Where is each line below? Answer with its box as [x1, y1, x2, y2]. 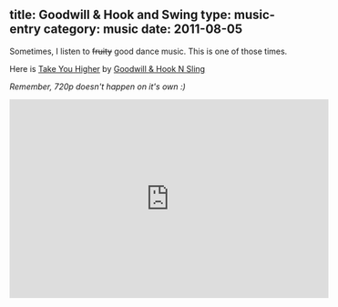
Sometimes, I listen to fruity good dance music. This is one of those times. [9, 46, 288, 56]
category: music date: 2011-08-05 [43, 22, 243, 37]
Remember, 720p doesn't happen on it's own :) [9, 81, 187, 92]
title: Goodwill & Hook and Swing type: [9, 7, 232, 23]
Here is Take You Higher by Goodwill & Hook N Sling [9, 63, 206, 74]
